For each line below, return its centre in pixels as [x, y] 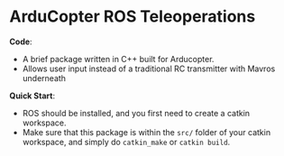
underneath [44, 78]
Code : [21, 41]
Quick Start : [32, 96]
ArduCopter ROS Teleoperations [133, 17]
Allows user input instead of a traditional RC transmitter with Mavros [149, 69]
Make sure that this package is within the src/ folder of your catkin [147, 132]
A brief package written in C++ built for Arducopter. [118, 59]
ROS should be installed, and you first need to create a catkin [136, 113]
